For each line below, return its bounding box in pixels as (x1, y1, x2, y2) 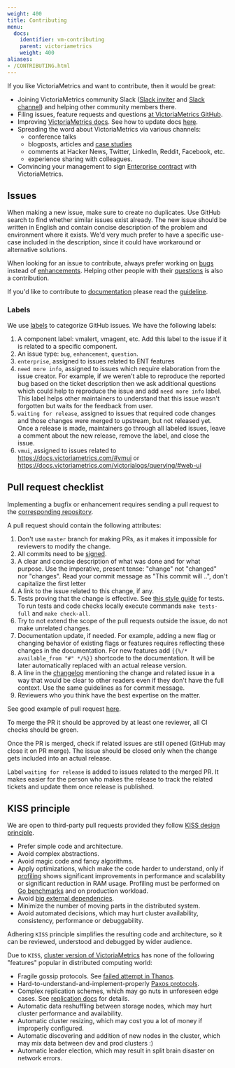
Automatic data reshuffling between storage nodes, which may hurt (17, 1002, 212, 1011)
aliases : (7, 56, 33, 63)
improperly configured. (17, 1024, 84, 1033)
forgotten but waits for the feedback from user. (17, 401, 153, 410)
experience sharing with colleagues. (27, 155, 133, 163)
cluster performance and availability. (17, 1009, 123, 1018)
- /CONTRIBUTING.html (7, 62, 71, 69)
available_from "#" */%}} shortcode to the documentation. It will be (17, 653, 215, 662)
